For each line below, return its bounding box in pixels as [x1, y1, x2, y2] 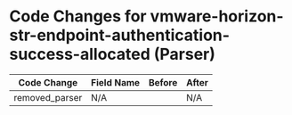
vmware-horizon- [150, 6, 284, 27]
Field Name [90, 76, 141, 88]
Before [148, 76, 178, 88]
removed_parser [13, 91, 83, 103]
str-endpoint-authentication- [9, 25, 230, 45]
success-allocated [9, 45, 151, 64]
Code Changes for [9, 6, 147, 27]
